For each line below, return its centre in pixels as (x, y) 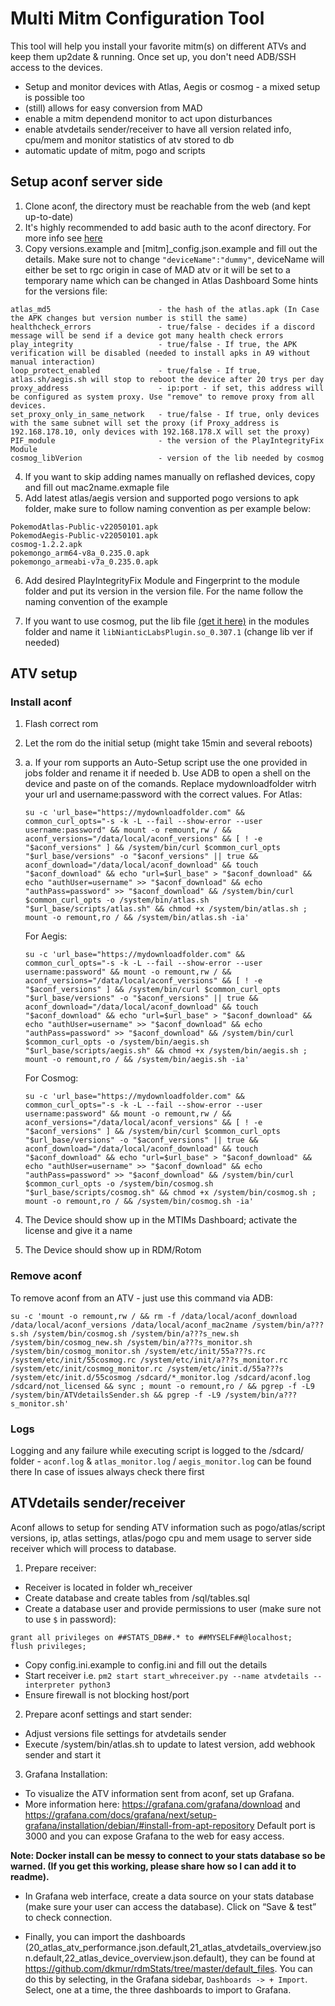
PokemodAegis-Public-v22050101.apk (84, 535)
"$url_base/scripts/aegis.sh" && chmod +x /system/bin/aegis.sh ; (166, 1051)
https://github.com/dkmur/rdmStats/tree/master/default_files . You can (168, 1968)
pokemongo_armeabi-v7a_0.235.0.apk (84, 562)
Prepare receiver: (60, 1568)
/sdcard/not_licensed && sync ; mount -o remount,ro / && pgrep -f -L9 (162, 1386)
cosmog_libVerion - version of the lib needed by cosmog (167, 458)
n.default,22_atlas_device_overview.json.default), (126, 1958)
